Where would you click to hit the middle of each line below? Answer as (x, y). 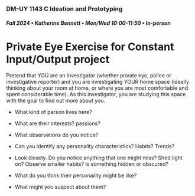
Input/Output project (58, 59)
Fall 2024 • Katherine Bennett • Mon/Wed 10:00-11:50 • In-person (89, 23)
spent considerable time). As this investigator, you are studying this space (96, 94)
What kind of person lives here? (53, 112)
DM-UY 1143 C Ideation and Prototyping (64, 9)
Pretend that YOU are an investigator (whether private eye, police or (89, 76)
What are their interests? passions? (57, 123)
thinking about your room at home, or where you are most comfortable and (97, 88)
